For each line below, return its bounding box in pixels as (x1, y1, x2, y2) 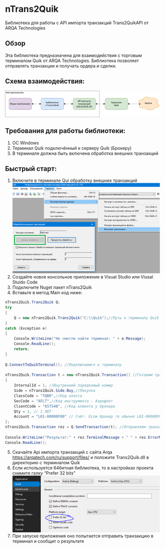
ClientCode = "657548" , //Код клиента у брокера (14, 404, 115, 409)
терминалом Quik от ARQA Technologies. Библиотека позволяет (5, 58, 139, 64)
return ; (14, 346, 29, 352)
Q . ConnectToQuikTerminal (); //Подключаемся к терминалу (5, 362, 122, 367)
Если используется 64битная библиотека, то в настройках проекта (12, 465, 154, 471)
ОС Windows (12, 139, 39, 146)
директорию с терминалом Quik (12, 459, 80, 465)
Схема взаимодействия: (5, 77, 85, 86)
